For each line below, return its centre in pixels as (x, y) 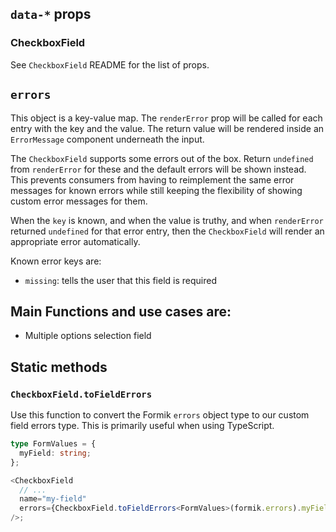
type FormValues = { (53, 444)
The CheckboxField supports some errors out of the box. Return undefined (162, 158)
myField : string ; (55, 453)
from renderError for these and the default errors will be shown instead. (158, 169)
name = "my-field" (53, 499)
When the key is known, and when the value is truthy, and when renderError (167, 220)
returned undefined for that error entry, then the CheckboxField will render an (167, 231)
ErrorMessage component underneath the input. (107, 139)
